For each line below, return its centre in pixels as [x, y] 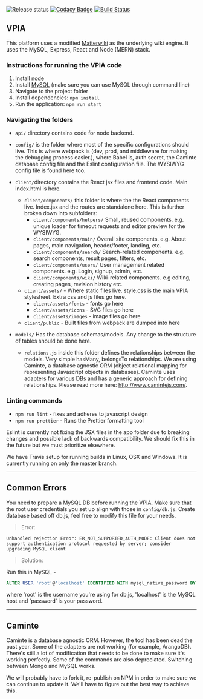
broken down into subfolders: [61, 213]
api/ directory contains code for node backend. [74, 133]
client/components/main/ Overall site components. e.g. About [109, 239]
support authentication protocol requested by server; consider [89, 543]
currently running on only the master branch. [62, 463]
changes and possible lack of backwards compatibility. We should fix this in [101, 438]
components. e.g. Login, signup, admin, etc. [88, 271]
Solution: [32, 560]
